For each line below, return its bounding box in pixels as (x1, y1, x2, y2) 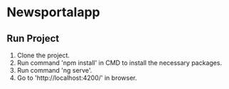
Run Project (6, 32, 60, 44)
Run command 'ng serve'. (16, 66, 92, 74)
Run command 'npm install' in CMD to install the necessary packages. (16, 59, 222, 67)
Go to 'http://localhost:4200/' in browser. (16, 73, 137, 82)
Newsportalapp (6, 4, 100, 20)
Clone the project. (16, 51, 70, 59)
